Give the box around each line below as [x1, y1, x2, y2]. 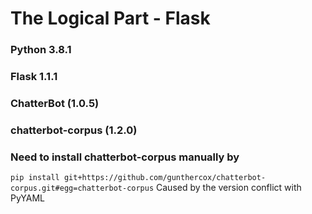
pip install [10, 173, 60, 183]
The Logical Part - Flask [10, 7, 211, 30]
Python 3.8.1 [10, 43, 72, 57]
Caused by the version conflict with [156, 182, 302, 194]
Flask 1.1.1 [10, 70, 58, 84]
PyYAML [10, 192, 46, 204]
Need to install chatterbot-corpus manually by [10, 150, 240, 164]
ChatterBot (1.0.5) [10, 96, 100, 110]
